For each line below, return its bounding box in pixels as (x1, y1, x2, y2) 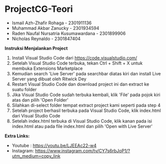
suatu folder (11, 86, 37, 92)
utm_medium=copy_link (11, 153, 61, 159)
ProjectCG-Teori (4, 3, 73, 15)
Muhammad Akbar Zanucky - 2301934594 (11, 25, 100, 31)
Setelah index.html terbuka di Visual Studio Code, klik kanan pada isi (11, 118, 153, 124)
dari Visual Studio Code (11, 112, 61, 118)
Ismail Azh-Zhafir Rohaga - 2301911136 (11, 20, 92, 26)
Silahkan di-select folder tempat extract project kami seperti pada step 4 (11, 102, 161, 108)
